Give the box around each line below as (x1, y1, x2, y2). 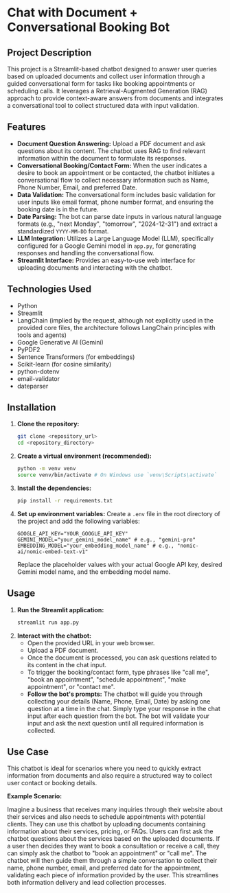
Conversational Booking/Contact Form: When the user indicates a (16, 161, 207, 170)
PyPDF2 (16, 345, 41, 353)
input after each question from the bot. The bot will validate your (27, 712, 210, 720)
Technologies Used (7, 283, 91, 295)
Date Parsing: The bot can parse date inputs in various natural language (16, 212, 222, 220)
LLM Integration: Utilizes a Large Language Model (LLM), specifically (16, 234, 214, 242)
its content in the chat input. (27, 660, 107, 669)
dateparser (16, 382, 49, 390)
